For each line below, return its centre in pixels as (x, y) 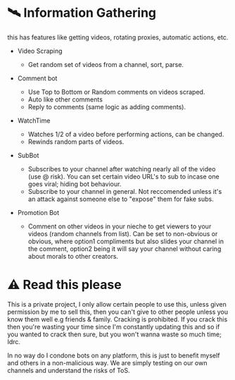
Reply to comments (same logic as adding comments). (107, 106)
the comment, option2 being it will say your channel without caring (125, 249)
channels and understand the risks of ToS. (69, 370)
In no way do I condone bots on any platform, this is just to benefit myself (114, 355)
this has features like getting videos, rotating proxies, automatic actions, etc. (118, 37)
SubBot (28, 155)
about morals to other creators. (73, 256)
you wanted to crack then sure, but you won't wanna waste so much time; (114, 334)
